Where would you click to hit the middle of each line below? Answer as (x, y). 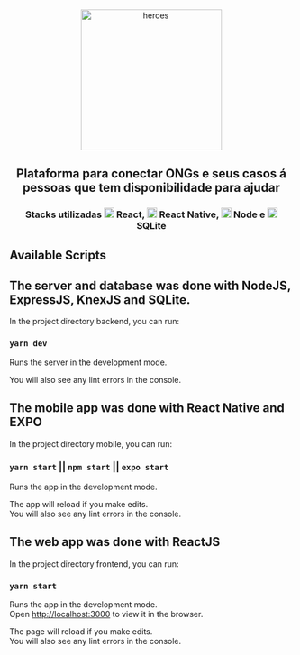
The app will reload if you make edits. (79, 504)
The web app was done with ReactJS (115, 542)
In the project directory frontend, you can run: (94, 564)
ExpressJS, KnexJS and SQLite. (100, 300)
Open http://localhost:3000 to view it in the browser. (106, 614)
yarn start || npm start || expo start (89, 467)
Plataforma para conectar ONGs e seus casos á (151, 174)
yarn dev (28, 344)
